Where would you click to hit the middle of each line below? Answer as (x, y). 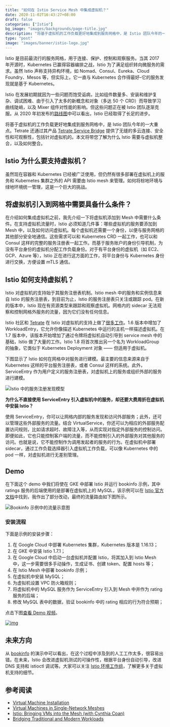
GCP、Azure (18, 256)
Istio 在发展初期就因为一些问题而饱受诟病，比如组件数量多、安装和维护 (79, 94)
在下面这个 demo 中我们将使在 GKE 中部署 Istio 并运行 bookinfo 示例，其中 (83, 484)
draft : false (19, 19)
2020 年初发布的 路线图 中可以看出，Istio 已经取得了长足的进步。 (86, 113)
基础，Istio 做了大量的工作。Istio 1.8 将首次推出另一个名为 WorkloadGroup (82, 342)
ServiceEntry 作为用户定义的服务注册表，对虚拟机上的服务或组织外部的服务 (83, 372)
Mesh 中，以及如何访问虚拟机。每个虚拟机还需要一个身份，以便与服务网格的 (85, 230)
